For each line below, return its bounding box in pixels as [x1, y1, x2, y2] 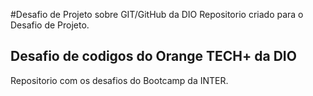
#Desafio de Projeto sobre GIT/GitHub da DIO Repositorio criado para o [10, 9, 304, 20]
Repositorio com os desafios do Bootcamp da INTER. [10, 74, 229, 86]
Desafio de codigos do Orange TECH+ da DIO [10, 48, 297, 65]
